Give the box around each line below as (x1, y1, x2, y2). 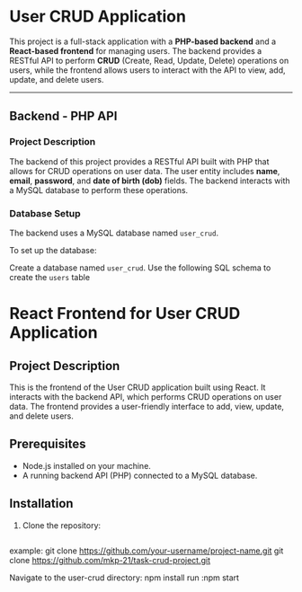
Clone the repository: (22, 519, 102, 531)
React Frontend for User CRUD (9, 304, 241, 324)
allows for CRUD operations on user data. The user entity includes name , (9, 165, 280, 176)
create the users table (9, 271, 91, 282)
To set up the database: (9, 244, 97, 255)
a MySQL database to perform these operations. (9, 184, 189, 195)
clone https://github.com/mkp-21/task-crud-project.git (9, 554, 211, 565)
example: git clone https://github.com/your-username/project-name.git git (9, 545, 284, 556)
